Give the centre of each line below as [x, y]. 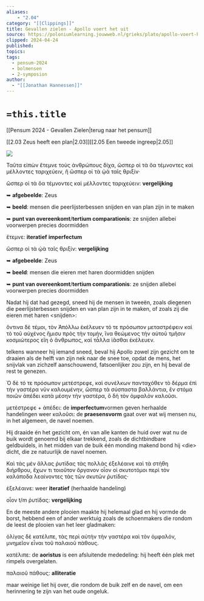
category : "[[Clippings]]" [40, 23]
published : [20, 46]
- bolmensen [27, 68]
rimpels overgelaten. [32, 561]
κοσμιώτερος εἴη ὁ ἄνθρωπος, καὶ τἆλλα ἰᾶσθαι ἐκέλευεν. [80, 340]
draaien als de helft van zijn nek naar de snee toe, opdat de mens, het [93, 358]
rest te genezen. [27, 371]
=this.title [36, 115]
